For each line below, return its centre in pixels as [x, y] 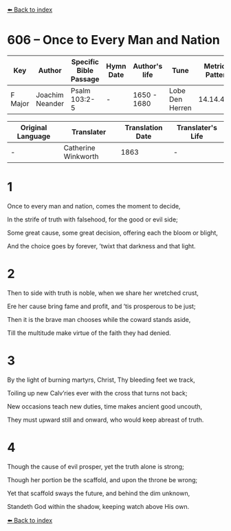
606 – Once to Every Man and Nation [113, 40]
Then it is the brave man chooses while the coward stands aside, [99, 319]
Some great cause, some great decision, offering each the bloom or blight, [113, 232]
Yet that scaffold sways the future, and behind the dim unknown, [99, 493]
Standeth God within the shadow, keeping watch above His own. [98, 506]
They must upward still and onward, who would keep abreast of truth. [106, 420]
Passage [85, 79]
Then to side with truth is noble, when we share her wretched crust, [103, 293]
